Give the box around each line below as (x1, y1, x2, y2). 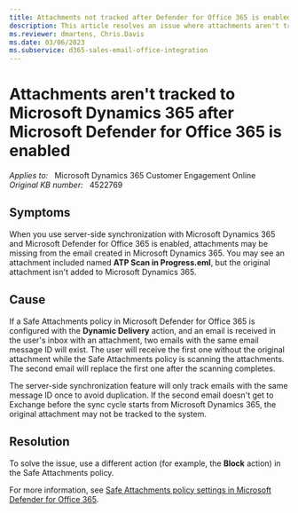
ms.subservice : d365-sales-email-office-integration (9, 46, 208, 55)
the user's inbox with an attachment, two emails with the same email (9, 335, 259, 345)
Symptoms (9, 205, 71, 220)
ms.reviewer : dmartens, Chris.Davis (9, 29, 145, 38)
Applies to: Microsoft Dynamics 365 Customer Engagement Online (9, 170, 256, 181)
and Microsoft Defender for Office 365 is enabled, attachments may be (9, 238, 269, 249)
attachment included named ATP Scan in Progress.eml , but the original (9, 256, 271, 267)
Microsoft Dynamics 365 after (9, 103, 235, 123)
